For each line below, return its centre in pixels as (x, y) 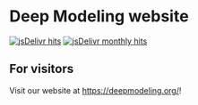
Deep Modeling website (99, 16)
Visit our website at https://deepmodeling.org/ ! (95, 90)
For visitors (42, 69)
